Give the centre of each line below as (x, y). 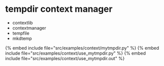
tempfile (21, 33)
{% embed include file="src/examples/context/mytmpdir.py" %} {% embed (82, 48)
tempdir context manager (59, 9)
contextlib (23, 23)
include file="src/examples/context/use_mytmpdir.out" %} (65, 58)
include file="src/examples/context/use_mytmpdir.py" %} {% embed (76, 53)
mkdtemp (22, 38)
